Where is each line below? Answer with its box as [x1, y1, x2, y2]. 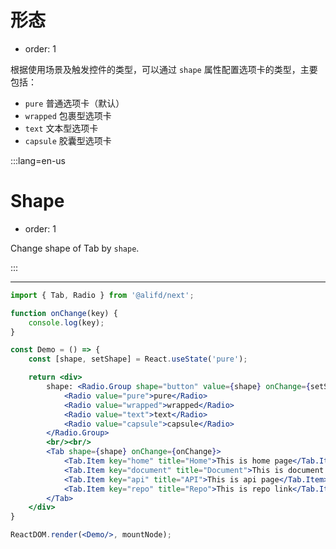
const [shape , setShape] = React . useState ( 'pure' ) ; [28, 354, 248, 365]
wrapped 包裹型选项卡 [24, 109, 112, 121]
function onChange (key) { [10, 308, 118, 318]
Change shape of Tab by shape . [10, 242, 140, 254]
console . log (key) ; [28, 317, 105, 328]
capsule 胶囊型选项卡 [24, 134, 112, 146]
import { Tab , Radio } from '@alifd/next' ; [10, 290, 195, 300]
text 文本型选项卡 [24, 122, 99, 134]
